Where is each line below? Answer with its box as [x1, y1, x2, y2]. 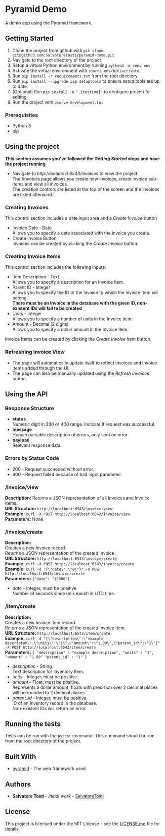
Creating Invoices [5, 204, 48, 211]
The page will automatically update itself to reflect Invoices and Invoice [12, 359, 157, 365]
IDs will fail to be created [30, 305, 82, 311]
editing [12, 94, 27, 100]
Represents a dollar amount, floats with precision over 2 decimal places [12, 684, 158, 690]
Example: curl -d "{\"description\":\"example [5, 635, 104, 641]
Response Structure [5, 405, 54, 412]
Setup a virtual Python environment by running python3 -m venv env [12, 62, 151, 68]
